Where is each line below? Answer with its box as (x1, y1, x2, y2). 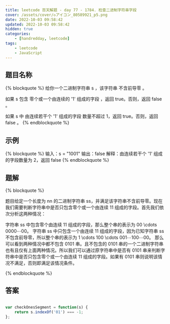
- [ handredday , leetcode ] (14, 36, 70, 41)
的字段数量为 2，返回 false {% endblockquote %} (5, 157, 110, 163)
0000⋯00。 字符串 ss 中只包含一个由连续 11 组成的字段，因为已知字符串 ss (5, 228, 164, 234)
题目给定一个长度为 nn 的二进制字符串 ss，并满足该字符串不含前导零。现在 (5, 198, 163, 204)
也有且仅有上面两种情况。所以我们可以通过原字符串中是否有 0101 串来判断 (5, 247, 161, 253)
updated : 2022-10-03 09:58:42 (5, 21, 70, 27)
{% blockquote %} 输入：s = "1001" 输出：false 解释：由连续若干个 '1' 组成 (5, 150, 163, 157)
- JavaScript (14, 50, 42, 55)
